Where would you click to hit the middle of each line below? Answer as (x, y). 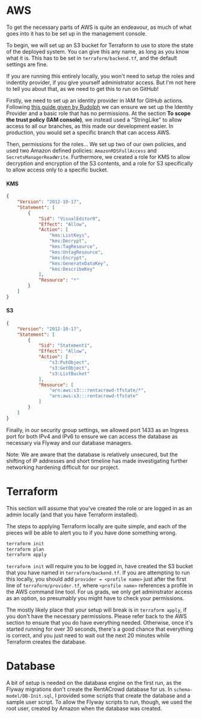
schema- (183, 690)
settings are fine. (27, 64)
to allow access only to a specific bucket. (57, 170)
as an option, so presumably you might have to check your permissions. (95, 598)
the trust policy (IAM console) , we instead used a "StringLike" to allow (94, 119)
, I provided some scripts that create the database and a (121, 696)
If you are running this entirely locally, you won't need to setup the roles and (100, 76)
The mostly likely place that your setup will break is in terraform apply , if (96, 610)
